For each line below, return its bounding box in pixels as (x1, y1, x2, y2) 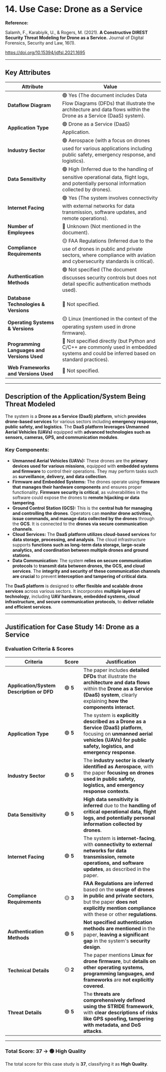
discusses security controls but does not (62, 274, 157, 281)
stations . (12, 552, 31, 558)
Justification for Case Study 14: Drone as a (5, 623, 139, 631)
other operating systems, (83, 964, 144, 971)
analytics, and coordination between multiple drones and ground (12, 547, 149, 553)
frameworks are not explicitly (83, 976, 154, 983)
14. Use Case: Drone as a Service (5, 3, 143, 15)
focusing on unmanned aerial (83, 730, 153, 737)
